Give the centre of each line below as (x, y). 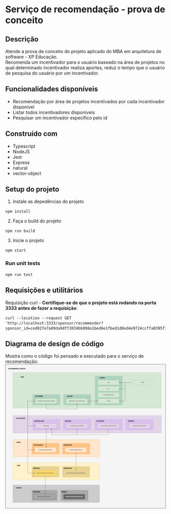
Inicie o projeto (28, 241)
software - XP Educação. (32, 57)
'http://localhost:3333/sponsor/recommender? (54, 323)
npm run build (20, 231)
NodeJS (21, 151)
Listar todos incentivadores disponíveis (54, 112)
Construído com (31, 134)
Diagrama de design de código (55, 344)
